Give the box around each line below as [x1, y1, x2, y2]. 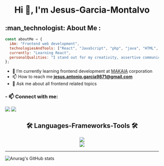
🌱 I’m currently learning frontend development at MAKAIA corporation [12, 68, 153, 74]
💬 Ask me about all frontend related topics [12, 81, 97, 87]
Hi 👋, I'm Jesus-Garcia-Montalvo [14, 4, 150, 16]
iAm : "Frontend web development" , [9, 41, 80, 46]
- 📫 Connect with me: [5, 93, 59, 100]
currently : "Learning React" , [9, 50, 71, 55]
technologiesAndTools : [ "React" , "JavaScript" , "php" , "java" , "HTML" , [9, 46, 159, 51]
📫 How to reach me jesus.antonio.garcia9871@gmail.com [12, 74, 133, 80]
